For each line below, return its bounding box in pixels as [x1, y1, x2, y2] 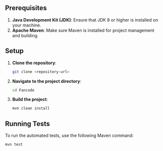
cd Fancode [12, 88, 35, 93]
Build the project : [12, 97, 48, 102]
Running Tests [5, 120, 50, 128]
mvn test [5, 142, 23, 147]
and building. [12, 32, 39, 38]
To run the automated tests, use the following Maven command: [5, 132, 134, 139]
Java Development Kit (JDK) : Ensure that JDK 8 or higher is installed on [12, 17, 158, 23]
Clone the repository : [12, 60, 57, 66]
